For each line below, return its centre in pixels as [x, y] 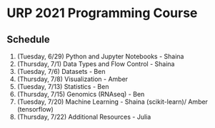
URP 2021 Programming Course [102, 13]
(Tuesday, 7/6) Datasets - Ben [61, 71]
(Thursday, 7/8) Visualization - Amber [72, 79]
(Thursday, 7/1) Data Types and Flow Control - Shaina [96, 64]
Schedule [29, 39]
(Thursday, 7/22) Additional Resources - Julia [84, 117]
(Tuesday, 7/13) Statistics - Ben [63, 86]
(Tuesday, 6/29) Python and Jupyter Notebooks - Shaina [100, 56]
